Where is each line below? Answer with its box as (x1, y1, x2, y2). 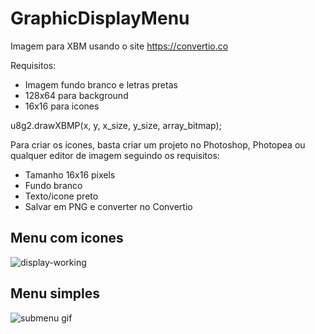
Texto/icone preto (24, 190, 99, 202)
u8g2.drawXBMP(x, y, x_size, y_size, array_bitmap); (10, 119, 222, 131)
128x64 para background (24, 89, 129, 101)
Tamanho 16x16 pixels (24, 168, 116, 181)
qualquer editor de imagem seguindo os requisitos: (10, 149, 220, 161)
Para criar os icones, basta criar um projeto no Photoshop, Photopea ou (10, 138, 306, 151)
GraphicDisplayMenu (10, 7, 190, 30)
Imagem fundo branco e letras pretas (24, 78, 178, 91)
